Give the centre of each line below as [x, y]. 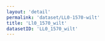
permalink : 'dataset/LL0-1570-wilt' [53, 17]
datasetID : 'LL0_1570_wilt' [42, 29]
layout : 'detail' [29, 12]
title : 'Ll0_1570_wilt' [37, 23]
